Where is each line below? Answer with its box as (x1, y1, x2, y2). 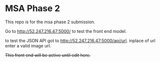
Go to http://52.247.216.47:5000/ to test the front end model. (5, 28, 127, 34)
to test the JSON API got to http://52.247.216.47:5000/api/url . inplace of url (5, 37, 156, 44)
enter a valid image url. (5, 43, 51, 48)
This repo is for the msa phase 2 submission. (5, 19, 96, 25)
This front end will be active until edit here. (5, 52, 91, 58)
